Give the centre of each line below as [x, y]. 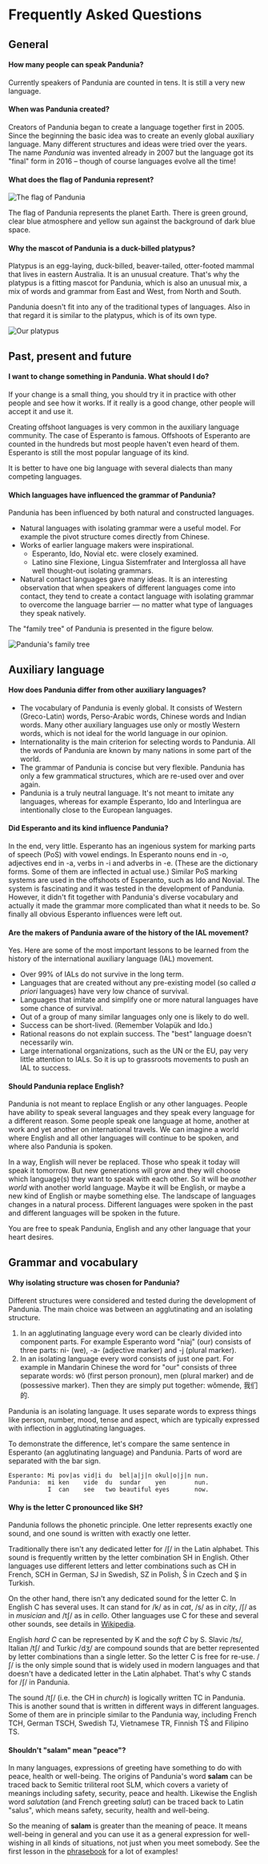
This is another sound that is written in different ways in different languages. [134, 1706]
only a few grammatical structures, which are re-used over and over [132, 775]
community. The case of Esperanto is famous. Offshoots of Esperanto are [129, 435]
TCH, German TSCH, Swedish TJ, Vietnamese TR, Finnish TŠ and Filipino [129, 1723]
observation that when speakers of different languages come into [128, 588]
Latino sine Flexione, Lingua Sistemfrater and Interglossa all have [139, 562]
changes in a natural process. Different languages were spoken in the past [131, 1205]
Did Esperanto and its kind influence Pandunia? [88, 828]
